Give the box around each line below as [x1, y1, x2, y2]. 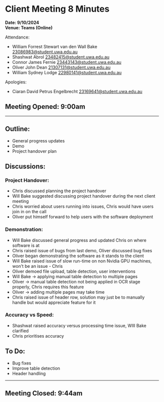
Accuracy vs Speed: [5, 311, 54, 318]
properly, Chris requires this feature [12, 284, 84, 290]
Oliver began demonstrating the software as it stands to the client [12, 253, 144, 259]
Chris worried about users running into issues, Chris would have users [12, 203, 154, 209]
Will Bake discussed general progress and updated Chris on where [12, 237, 146, 243]
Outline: [5, 125, 30, 133]
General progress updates [12, 138, 65, 143]
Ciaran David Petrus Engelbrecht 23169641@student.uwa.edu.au [12, 88, 143, 94]
